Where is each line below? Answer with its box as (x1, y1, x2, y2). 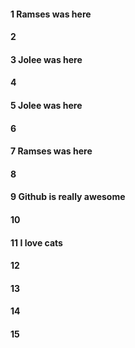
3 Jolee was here (10, 53, 83, 65)
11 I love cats (10, 236, 63, 249)
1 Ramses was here (10, 8, 92, 20)
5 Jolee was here (10, 99, 83, 111)
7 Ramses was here (10, 145, 93, 157)
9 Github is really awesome (10, 191, 126, 203)
